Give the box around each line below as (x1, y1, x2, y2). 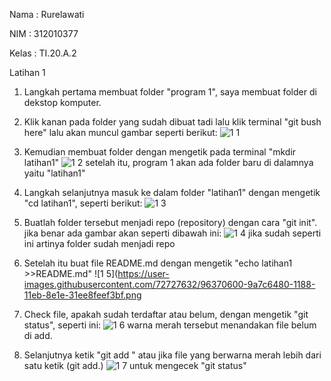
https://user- (117, 268, 170, 279)
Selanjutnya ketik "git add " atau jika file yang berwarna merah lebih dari (23, 349, 322, 361)
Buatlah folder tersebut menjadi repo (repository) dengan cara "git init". (23, 217, 318, 228)
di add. (23, 330, 53, 341)
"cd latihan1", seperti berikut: (23, 197, 143, 209)
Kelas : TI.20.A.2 (9, 47, 77, 59)
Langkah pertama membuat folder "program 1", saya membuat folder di (23, 86, 317, 98)
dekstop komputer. (23, 97, 102, 108)
